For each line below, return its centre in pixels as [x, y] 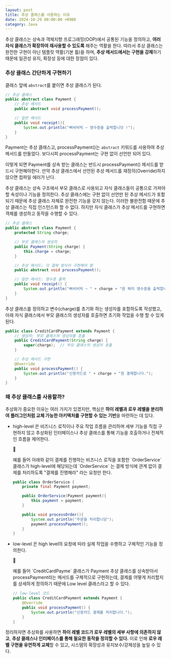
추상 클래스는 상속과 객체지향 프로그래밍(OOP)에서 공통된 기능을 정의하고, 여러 [83, 39]
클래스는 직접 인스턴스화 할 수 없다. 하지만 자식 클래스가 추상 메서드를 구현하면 [88, 207]
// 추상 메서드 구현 [33, 359]
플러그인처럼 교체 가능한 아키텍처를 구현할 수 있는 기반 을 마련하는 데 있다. [82, 415]
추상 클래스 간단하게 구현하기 [38, 73]
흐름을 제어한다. [34, 439]
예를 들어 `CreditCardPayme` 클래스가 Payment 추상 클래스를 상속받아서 [85, 571]
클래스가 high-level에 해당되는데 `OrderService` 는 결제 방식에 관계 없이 [84, 466]
